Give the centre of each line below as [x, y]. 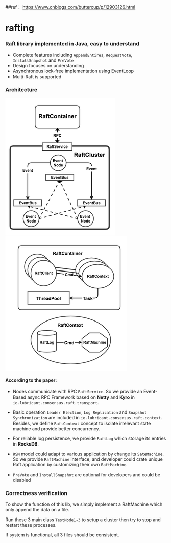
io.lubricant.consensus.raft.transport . [56, 402]
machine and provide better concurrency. [56, 428]
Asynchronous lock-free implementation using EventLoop [73, 71]
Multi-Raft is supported [37, 77]
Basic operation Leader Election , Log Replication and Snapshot [80, 412]
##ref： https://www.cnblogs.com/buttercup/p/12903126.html [70, 7]
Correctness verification [36, 493]
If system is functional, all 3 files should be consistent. [62, 535]
